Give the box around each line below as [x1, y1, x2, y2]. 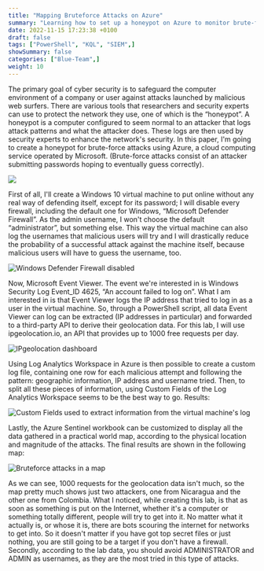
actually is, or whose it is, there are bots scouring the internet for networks [8, 520, 250, 529]
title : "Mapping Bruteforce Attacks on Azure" [8, 11, 163, 20]
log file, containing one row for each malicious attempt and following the [8, 367, 242, 377]
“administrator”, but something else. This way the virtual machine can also [8, 223, 248, 232]
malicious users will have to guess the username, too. [8, 248, 182, 257]
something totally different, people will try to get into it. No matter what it [8, 512, 244, 521]
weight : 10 [8, 63, 44, 71]
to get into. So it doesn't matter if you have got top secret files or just [8, 529, 231, 538]
